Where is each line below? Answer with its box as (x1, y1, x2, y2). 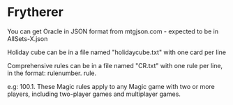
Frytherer (7, 4, 64, 20)
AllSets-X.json (7, 34, 48, 42)
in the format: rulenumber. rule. (7, 69, 97, 77)
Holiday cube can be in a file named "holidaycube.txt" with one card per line (7, 48, 227, 56)
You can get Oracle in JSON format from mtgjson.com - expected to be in (7, 27, 218, 35)
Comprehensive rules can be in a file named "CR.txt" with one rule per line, (7, 61, 223, 70)
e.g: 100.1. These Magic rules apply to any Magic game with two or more (7, 82, 215, 90)
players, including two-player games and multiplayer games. (7, 90, 181, 98)
